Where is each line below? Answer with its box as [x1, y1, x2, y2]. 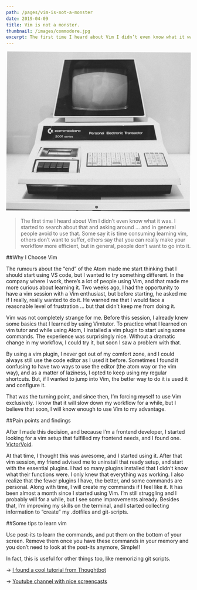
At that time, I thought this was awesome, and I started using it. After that [6, 452, 182, 459]
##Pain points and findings [6, 417, 72, 424]
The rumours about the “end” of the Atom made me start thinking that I [6, 265, 177, 272]
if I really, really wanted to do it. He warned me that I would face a [6, 296, 165, 303]
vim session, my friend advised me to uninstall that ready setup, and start [6, 458, 184, 465]
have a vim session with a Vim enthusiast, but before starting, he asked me [6, 290, 187, 297]
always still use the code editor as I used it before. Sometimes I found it [6, 356, 179, 364]
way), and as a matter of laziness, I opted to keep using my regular [6, 369, 167, 376]
